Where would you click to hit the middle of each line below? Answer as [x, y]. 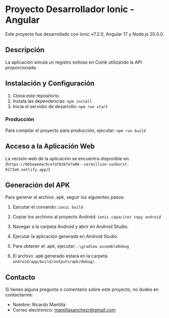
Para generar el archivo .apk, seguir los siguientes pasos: [65, 197]
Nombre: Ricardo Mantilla [39, 305]
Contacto [20, 277]
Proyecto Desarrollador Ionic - [70, 9]
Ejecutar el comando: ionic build [48, 207]
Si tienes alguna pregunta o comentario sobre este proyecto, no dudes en [82, 290]
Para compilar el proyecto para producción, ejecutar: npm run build [76, 130]
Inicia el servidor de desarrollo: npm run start [60, 106]
